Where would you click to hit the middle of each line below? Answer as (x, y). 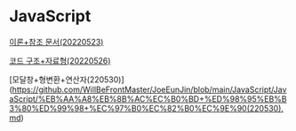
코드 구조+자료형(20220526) (60, 60)
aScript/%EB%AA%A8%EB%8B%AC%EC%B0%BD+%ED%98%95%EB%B (148, 98)
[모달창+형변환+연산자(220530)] (67, 79)
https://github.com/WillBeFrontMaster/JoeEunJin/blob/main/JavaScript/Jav (149, 89)
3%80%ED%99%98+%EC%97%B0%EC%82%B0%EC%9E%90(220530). (147, 108)
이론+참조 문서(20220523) (56, 42)
